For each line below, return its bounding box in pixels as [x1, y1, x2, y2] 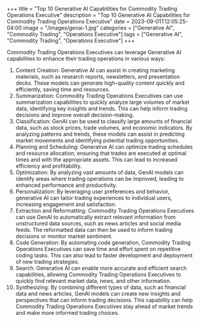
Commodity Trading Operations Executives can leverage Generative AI [7, 49, 182, 56]
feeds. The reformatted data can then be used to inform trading [15, 226, 173, 233]
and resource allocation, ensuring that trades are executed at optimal [15, 150, 187, 157]
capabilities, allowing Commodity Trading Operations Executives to [15, 271, 181, 278]
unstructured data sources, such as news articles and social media [15, 220, 181, 227]
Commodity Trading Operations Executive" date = [7, 18, 130, 25]
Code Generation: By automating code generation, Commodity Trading [15, 239, 191, 246]
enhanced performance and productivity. [15, 181, 118, 189]
